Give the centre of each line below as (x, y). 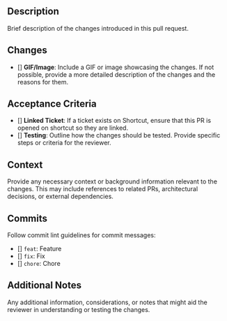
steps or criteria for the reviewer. (64, 143)
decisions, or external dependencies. (60, 196)
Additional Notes (45, 285)
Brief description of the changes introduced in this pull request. (98, 28)
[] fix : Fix (31, 256)
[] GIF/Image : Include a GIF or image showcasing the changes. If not (116, 67)
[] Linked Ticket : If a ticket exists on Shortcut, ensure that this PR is (114, 121)
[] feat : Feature (39, 249)
